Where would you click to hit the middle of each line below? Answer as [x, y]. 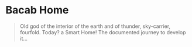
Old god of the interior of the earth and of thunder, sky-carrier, [95, 26]
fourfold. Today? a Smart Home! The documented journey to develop [103, 32]
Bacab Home [37, 10]
